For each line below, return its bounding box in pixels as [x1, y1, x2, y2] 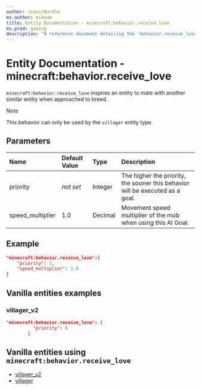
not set [62, 182, 81, 191]
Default [62, 154, 83, 162]
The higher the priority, [121, 171, 187, 179]
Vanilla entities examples [6, 288, 102, 298]
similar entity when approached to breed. [6, 96, 108, 103]
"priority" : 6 [32, 325, 68, 331]
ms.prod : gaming [6, 25, 47, 32]
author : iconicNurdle [6, 8, 60, 15]
